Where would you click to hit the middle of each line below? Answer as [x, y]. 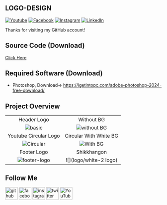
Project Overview [33, 106]
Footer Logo [34, 152]
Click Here [16, 57]
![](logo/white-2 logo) [91, 160]
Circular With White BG [91, 136]
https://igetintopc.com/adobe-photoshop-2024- [112, 85]
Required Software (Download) [54, 74]
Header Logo [34, 120]
